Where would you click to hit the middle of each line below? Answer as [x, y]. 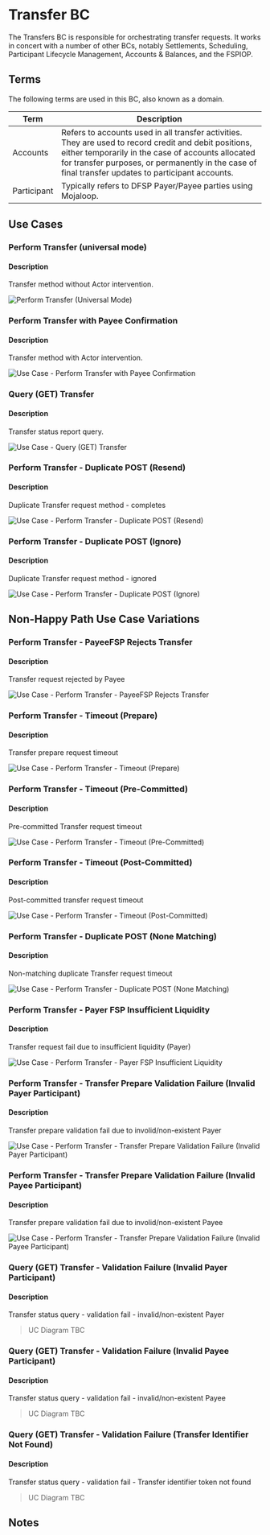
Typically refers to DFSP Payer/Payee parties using [157, 185]
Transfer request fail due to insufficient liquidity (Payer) [100, 1046]
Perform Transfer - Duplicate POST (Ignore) [95, 541]
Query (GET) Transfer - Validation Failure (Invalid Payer [118, 1268]
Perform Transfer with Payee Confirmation [93, 321]
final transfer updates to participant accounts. [147, 172]
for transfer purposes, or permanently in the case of [159, 163]
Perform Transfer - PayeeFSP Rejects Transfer [100, 642]
